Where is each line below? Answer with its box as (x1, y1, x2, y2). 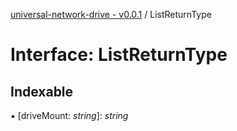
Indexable (10, 83, 74, 100)
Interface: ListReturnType (10, 44, 228, 66)
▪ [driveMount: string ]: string (10, 110, 129, 121)
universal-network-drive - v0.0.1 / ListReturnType (10, 9, 212, 20)
